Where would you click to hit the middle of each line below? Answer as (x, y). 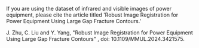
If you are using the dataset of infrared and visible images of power (89, 9)
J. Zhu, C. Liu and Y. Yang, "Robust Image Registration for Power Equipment (99, 33)
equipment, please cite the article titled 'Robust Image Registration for (92, 15)
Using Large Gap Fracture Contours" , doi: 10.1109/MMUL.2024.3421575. (96, 39)
